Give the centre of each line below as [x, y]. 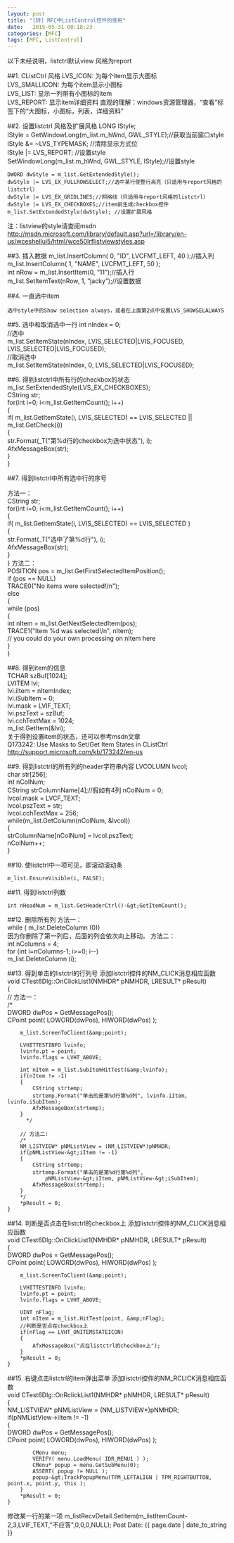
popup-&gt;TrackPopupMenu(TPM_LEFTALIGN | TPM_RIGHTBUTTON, [122, 1478]
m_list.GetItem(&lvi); [36, 728]
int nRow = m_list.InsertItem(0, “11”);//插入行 [71, 273]
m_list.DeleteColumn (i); [42, 959]
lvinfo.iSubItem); [34, 1102]
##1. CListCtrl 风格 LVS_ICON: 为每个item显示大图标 [82, 76]
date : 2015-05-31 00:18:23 [50, 27]
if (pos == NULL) [32, 579]
